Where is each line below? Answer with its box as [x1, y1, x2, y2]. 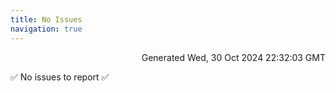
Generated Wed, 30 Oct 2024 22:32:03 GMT [141, 51, 326, 63]
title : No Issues [10, 14, 83, 25]
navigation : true [10, 24, 83, 34]
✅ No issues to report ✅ [10, 71, 110, 83]
